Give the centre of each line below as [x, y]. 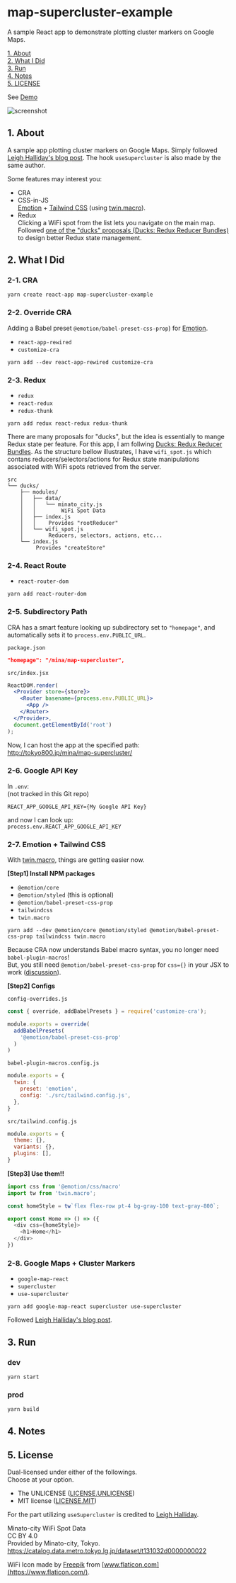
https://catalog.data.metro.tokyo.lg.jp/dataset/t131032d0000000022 [107, 1551]
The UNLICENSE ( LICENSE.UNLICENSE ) [76, 1493]
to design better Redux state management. [80, 237]
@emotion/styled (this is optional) [66, 895]
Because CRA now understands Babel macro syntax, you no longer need [113, 950]
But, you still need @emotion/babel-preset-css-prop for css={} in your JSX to [118, 965]
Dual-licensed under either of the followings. [72, 1472]
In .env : [18, 786]
